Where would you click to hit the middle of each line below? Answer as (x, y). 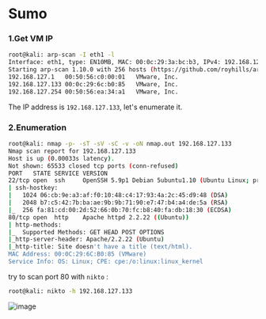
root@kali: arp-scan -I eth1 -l (61, 55)
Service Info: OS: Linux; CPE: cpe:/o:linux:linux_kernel (106, 262)
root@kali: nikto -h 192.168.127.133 (70, 291)
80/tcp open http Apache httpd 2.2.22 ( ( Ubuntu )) (99, 217)
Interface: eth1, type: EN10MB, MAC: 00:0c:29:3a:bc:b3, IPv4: (115, 63)
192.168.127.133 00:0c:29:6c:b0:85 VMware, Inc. (93, 84)
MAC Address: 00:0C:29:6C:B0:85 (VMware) (78, 254)
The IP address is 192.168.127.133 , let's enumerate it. (95, 107)
